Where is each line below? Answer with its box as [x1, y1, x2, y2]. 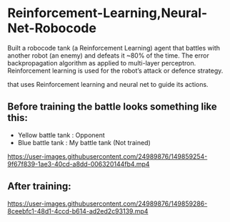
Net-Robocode [7, 20, 96, 36]
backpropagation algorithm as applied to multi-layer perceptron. [7, 58, 196, 67]
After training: [7, 180, 71, 193]
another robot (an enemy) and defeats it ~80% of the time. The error [7, 51, 209, 60]
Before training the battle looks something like [7, 101, 218, 113]
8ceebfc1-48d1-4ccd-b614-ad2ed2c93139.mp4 [7, 206, 149, 215]
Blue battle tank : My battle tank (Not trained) [17, 138, 151, 147]
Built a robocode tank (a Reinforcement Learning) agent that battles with [7, 43, 220, 52]
